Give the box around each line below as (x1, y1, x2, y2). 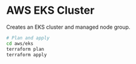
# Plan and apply (6, 35, 50, 41)
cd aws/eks (6, 40, 34, 47)
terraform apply (6, 51, 47, 57)
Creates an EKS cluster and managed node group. (6, 23, 131, 31)
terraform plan (6, 46, 45, 52)
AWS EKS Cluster (6, 4, 95, 17)
